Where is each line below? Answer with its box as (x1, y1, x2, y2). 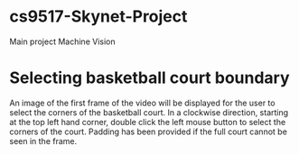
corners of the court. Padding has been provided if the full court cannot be (9, 126, 287, 137)
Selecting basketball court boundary (9, 68, 291, 88)
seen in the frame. (9, 135, 78, 146)
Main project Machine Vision (9, 36, 116, 47)
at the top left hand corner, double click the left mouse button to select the (9, 116, 286, 127)
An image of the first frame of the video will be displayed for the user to (9, 97, 276, 108)
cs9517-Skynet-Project (9, 6, 188, 27)
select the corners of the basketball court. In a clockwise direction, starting (9, 106, 289, 118)
